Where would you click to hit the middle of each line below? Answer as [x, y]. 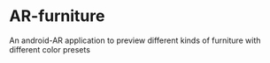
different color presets [50, 49]
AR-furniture [57, 16]
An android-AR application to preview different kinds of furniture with [135, 40]
